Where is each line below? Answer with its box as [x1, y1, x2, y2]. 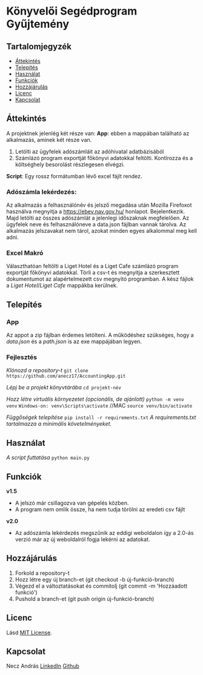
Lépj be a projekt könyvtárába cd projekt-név [6, 384, 121, 391]
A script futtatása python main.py [6, 454, 90, 462]
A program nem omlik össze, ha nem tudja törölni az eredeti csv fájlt [15, 506, 185, 513]
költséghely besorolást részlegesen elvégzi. [15, 161, 125, 168]
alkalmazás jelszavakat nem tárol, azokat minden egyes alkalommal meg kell [6, 227, 197, 235]
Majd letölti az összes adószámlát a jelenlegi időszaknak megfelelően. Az [6, 214, 190, 222]
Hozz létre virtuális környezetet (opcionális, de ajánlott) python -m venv [6, 395, 185, 403]
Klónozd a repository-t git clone [6, 367, 89, 374]
